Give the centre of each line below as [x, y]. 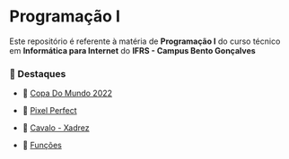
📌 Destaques [38, 73]
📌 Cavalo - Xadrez [56, 128]
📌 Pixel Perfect [50, 111]
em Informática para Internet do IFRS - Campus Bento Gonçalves [132, 50]
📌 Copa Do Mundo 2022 [67, 93]
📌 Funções [42, 146]
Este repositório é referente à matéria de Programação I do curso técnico [145, 41]
